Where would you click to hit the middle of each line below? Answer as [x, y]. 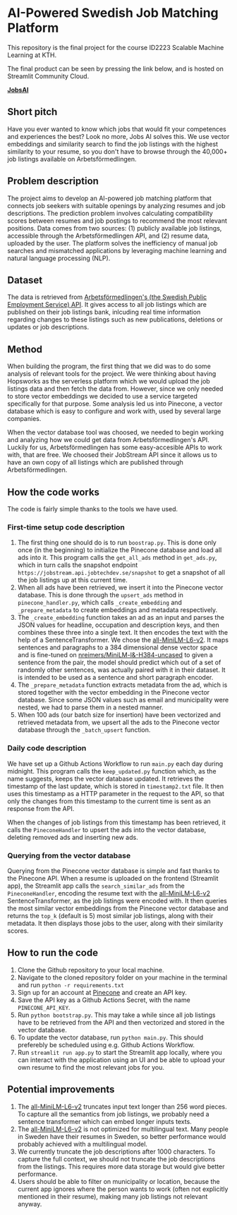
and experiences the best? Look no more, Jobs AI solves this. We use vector [119, 136]
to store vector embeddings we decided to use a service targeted [102, 396]
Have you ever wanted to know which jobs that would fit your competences [117, 129]
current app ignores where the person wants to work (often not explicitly [123, 1189]
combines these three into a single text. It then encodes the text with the [122, 633]
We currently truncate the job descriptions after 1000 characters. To [116, 1152]
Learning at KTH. [32, 55]
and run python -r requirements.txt [71, 984]
